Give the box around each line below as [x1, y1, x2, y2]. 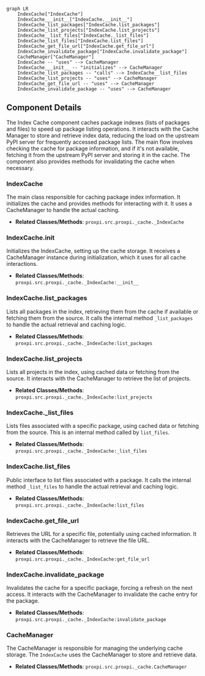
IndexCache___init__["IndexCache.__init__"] [17, 17, 133, 23]
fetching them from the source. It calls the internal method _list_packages [6, 314, 193, 321]
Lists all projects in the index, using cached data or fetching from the [6, 369, 179, 375]
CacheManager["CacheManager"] [17, 54, 95, 60]
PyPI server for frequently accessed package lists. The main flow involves [6, 138, 193, 145]
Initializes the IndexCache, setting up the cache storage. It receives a [6, 248, 181, 255]
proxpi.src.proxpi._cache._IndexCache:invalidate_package [15, 617, 166, 623]
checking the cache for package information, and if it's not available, [6, 144, 179, 152]
